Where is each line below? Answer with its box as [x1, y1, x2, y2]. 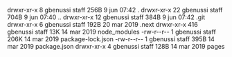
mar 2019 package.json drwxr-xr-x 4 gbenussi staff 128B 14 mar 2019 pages [7, 43, 225, 50]
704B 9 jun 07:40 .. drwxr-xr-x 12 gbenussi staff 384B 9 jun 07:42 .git [7, 13, 206, 21]
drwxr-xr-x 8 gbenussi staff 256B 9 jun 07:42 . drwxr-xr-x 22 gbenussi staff [7, 6, 223, 14]
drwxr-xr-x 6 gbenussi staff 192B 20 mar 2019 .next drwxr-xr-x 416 [7, 21, 199, 28]
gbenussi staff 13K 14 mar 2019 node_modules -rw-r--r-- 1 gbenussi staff [7, 27, 216, 36]
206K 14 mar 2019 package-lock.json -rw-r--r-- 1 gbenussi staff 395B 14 [7, 35, 215, 43]
